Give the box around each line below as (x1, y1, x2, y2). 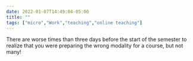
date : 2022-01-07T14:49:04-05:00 (6, 8, 89, 15)
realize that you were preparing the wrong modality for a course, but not (6, 42, 183, 49)
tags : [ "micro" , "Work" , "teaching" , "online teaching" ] (6, 20, 143, 25)
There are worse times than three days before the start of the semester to (6, 36, 187, 43)
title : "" (6, 14, 31, 20)
